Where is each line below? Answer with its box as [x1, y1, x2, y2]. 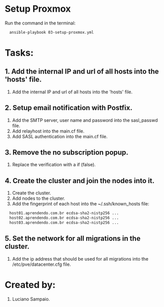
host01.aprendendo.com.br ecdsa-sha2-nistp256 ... [9, 211, 119, 216]
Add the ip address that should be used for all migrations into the [12, 255, 149, 262]
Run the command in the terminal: [5, 20, 76, 26]
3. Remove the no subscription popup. [5, 148, 128, 157]
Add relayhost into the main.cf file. [12, 128, 85, 134]
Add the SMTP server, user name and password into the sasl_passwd [12, 117, 158, 123]
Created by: [5, 279, 56, 291]
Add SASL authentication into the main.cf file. [12, 133, 108, 139]
